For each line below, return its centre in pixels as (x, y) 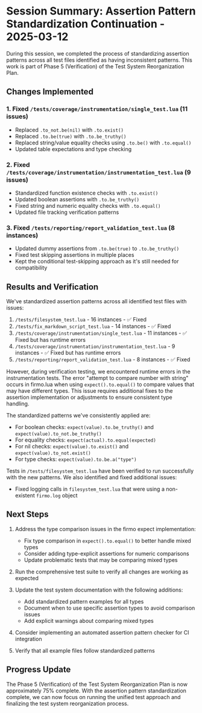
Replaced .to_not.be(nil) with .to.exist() (69, 130)
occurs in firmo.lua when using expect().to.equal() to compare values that (100, 384)
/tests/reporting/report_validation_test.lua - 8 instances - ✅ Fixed (103, 360)
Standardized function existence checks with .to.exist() (87, 193)
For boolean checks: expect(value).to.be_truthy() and (84, 427)
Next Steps (27, 515)
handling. (18, 404)
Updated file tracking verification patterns (67, 212)
